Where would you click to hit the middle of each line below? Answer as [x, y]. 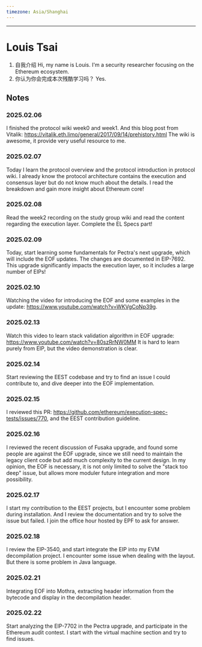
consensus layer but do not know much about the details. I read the [90, 182]
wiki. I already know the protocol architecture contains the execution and [96, 176]
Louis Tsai [32, 47]
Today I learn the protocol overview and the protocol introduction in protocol [101, 170]
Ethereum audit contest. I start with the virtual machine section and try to [96, 632]
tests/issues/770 [27, 418]
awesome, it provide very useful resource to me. [66, 141]
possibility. [20, 479]
